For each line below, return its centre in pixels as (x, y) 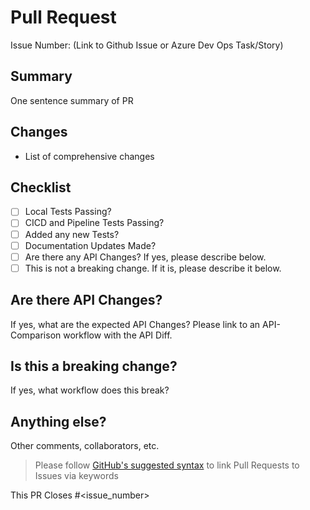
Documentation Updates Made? (90, 245)
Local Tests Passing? (68, 212)
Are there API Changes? (86, 300)
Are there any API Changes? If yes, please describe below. (145, 257)
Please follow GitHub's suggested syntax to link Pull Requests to (167, 465)
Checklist (41, 187)
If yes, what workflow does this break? (90, 390)
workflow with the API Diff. (118, 335)
